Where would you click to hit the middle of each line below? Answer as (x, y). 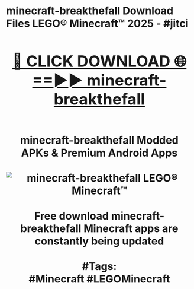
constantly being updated (99, 241)
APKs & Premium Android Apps (99, 153)
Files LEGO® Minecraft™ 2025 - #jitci (97, 23)
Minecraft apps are (131, 228)
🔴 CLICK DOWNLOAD (91, 61)
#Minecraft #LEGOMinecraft (99, 279)
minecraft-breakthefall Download (90, 11)
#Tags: (99, 266)
